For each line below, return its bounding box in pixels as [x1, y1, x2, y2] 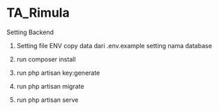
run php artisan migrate [16, 82, 84, 90]
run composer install [16, 54, 76, 64]
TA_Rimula [6, 5, 70, 21]
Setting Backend [6, 28, 54, 36]
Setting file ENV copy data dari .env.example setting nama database [16, 41, 212, 50]
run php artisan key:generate [16, 68, 100, 77]
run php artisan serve [16, 96, 79, 104]
